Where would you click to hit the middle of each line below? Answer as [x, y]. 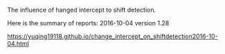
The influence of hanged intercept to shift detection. [82, 10]
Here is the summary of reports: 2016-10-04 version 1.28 [88, 23]
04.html [18, 43]
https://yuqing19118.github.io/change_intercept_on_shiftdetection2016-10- [112, 36]
